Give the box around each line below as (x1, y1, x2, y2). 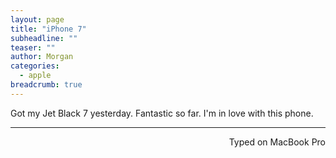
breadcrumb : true (10, 80, 83, 90)
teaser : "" (10, 42, 56, 53)
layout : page (10, 14, 65, 25)
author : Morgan (10, 52, 74, 62)
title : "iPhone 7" (10, 24, 87, 34)
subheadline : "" (10, 33, 78, 43)
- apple (19, 71, 52, 81)
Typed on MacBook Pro (228, 136, 326, 148)
